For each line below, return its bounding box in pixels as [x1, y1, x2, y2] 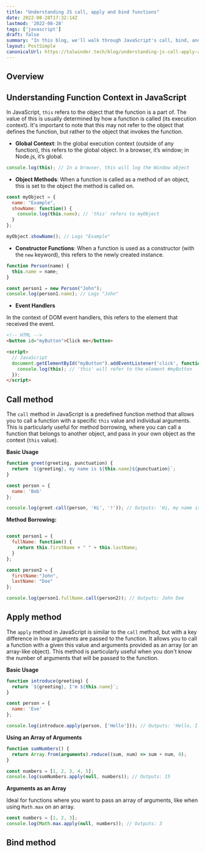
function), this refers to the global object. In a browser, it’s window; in [15, 146, 189, 154]
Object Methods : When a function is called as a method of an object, [15, 176, 190, 183]
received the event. [6, 320, 55, 328]
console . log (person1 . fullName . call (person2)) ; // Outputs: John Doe [6, 595, 184, 601]
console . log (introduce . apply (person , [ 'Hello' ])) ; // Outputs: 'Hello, [6, 723, 192, 729]
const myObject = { [6, 194, 56, 200]
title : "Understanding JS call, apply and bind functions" [6, 9, 160, 15]
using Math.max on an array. [6, 803, 75, 810]
